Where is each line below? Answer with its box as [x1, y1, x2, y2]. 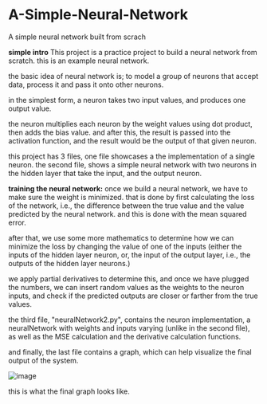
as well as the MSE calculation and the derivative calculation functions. [8, 331, 241, 341]
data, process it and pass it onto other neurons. [8, 80, 164, 89]
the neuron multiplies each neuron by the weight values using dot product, [8, 119, 253, 128]
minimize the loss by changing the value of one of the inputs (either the [8, 241, 242, 251]
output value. [8, 104, 52, 113]
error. [8, 218, 26, 227]
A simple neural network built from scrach [8, 32, 146, 41]
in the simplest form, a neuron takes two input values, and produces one [8, 95, 246, 104]
